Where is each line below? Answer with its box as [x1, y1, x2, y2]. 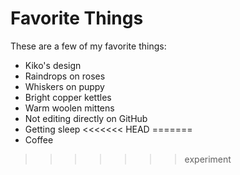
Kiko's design [24, 59, 82, 71]
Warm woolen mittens [24, 102, 115, 114]
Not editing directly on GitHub [24, 112, 148, 124]
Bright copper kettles [24, 91, 112, 103]
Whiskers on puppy [24, 80, 105, 92]
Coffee [24, 133, 54, 146]
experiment [184, 153, 232, 165]
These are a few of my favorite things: [10, 40, 167, 52]
